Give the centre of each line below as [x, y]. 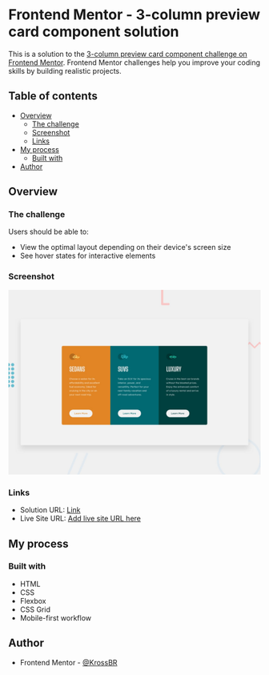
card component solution [94, 32]
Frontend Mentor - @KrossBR [68, 662]
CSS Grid [35, 609]
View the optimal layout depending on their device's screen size [125, 247]
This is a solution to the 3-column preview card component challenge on [128, 54]
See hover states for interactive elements [88, 256]
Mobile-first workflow [56, 617]
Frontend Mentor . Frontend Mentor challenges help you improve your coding [134, 62]
